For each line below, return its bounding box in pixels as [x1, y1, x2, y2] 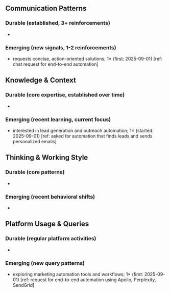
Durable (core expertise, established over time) [5, 91, 125, 99]
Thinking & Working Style [5, 153, 88, 162]
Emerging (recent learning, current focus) [5, 115, 111, 123]
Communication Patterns [5, 4, 87, 13]
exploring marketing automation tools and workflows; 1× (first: [12, 271, 143, 277]
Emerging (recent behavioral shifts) [5, 193, 95, 200]
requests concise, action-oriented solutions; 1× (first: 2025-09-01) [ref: [12, 55, 162, 62]
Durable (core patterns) [5, 169, 65, 176]
